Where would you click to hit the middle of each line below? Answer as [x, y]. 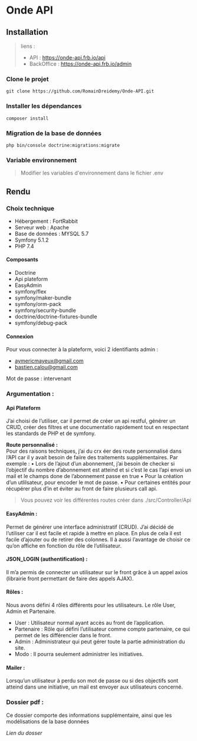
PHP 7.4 [24, 246]
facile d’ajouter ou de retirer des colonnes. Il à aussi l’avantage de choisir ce [98, 539]
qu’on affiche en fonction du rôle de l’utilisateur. [64, 545]
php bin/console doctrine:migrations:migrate [63, 145]
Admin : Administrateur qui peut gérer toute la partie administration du [100, 642]
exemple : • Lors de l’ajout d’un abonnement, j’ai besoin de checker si [91, 464]
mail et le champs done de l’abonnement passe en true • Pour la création [95, 476]
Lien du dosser [24, 733]
